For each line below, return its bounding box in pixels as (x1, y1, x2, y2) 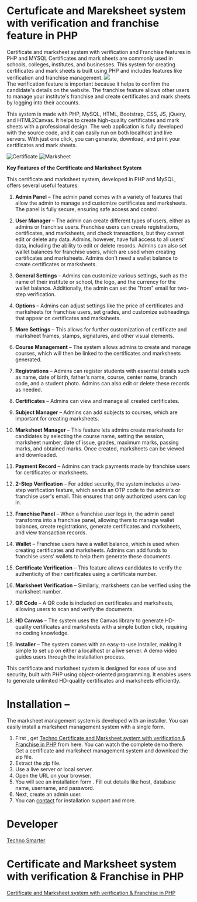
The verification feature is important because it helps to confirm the (6, 80, 170, 87)
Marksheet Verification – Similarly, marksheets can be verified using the (15, 582, 191, 589)
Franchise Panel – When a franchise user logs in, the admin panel (15, 510, 174, 517)
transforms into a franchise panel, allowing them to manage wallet (15, 516, 174, 523)
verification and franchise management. (6, 74, 103, 81)
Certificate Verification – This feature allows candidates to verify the (15, 564, 182, 571)
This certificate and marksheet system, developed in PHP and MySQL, (6, 175, 176, 182)
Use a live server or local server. (15, 765, 93, 772)
